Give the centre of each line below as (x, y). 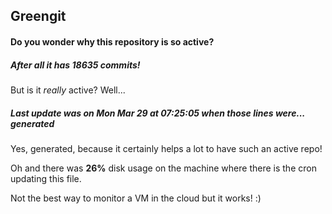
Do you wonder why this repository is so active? (112, 41)
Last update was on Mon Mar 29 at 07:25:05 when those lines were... (158, 113)
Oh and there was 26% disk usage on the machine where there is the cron (163, 168)
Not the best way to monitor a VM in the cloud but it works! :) (136, 198)
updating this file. (46, 178)
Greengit (38, 16)
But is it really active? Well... (68, 90)
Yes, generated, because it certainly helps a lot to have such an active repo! (166, 148)
